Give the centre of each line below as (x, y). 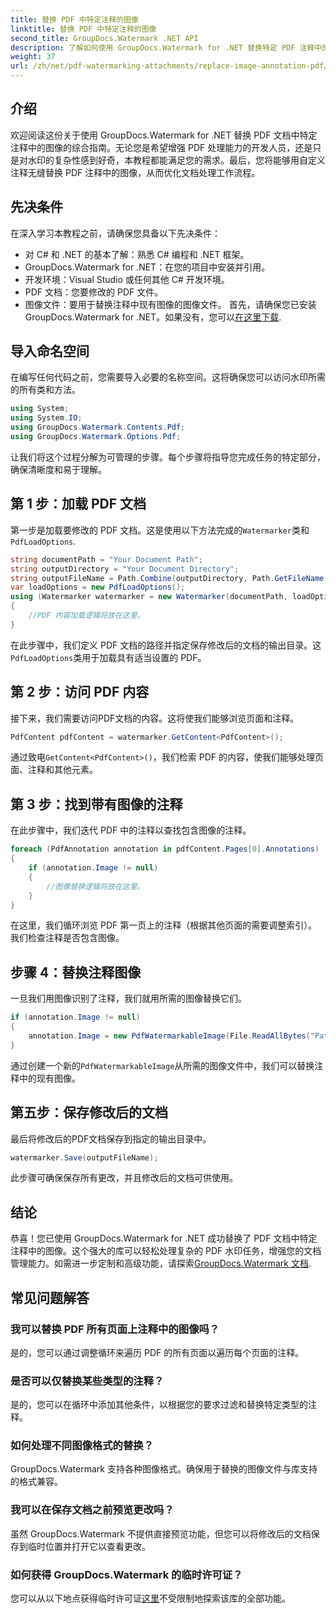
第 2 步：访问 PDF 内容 (80, 692)
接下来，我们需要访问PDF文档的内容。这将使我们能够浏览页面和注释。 (155, 718)
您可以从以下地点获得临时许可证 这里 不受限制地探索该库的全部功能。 (150, 1598)
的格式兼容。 (36, 1482)
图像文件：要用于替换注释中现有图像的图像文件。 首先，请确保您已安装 (170, 304)
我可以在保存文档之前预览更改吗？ (92, 1510)
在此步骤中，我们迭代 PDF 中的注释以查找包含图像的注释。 (131, 830)
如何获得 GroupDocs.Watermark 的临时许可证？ (126, 1574)
